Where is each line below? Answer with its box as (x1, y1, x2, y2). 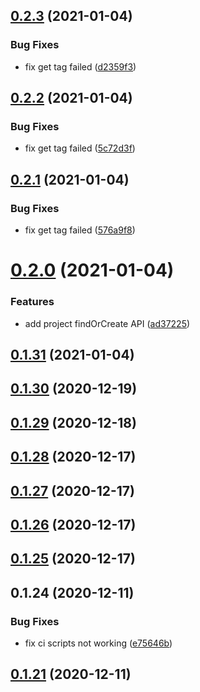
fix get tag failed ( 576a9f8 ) (24, 224, 136, 236)
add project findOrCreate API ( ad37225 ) (24, 317, 191, 329)
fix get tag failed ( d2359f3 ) (24, 60, 137, 73)
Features (10, 295, 55, 309)
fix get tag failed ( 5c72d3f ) (24, 142, 136, 154)
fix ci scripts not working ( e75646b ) (24, 637, 173, 649)
